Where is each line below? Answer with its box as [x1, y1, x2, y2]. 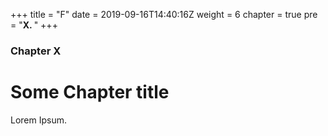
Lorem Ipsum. [10, 114, 68, 126]
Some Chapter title [10, 81, 170, 104]
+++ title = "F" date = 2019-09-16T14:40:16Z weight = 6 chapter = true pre [10, 9, 318, 20]
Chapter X [10, 44, 62, 58]
